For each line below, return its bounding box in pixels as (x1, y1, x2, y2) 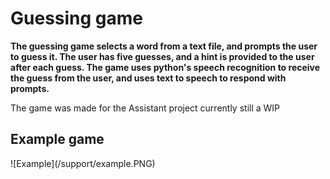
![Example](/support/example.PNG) (10, 157, 156, 169)
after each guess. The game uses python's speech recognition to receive (10, 61, 321, 73)
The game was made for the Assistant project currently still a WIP (10, 102, 281, 114)
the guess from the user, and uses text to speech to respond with (10, 72, 287, 84)
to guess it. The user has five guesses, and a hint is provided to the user (10, 50, 315, 62)
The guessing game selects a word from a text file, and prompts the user (10, 40, 318, 52)
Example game (10, 131, 105, 148)
